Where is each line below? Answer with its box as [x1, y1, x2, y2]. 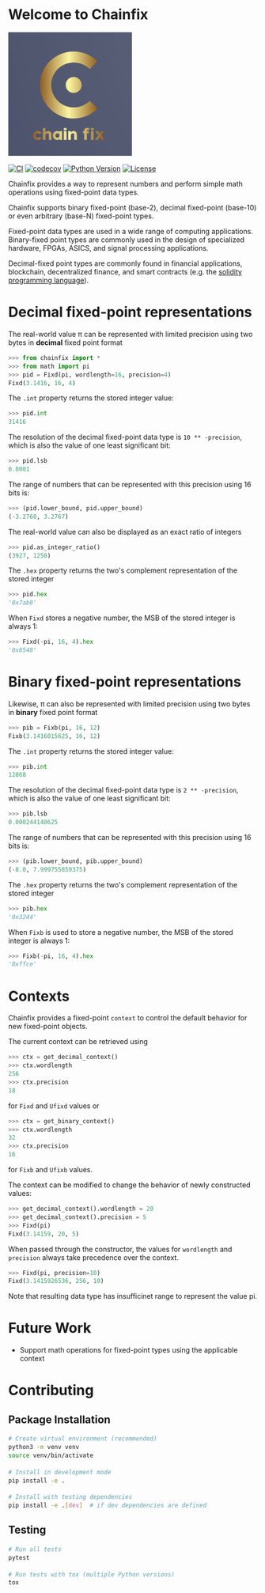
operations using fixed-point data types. [8, 187, 140, 197]
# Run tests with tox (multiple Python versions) [8, 1570, 176, 1579]
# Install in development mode [8, 1468, 112, 1476]
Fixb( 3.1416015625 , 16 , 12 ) [8, 732, 101, 740]
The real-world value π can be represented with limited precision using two [8, 329, 253, 339]
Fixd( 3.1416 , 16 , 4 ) [8, 379, 77, 387]
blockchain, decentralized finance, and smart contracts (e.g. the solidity [8, 267, 243, 276]
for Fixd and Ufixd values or [8, 1101, 100, 1111]
